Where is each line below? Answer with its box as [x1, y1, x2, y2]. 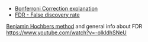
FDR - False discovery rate [14, 11, 80, 18]
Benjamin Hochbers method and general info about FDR [6, 23, 143, 30]
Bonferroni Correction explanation [14, 5, 98, 12]
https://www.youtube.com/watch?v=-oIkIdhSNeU [6, 29, 127, 36]
